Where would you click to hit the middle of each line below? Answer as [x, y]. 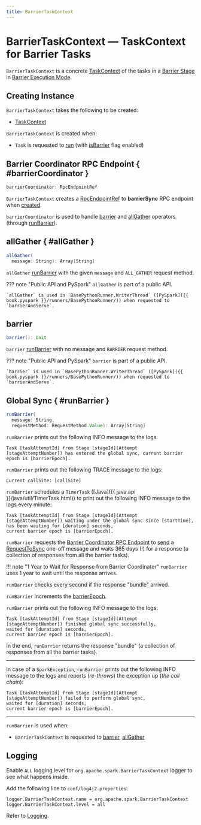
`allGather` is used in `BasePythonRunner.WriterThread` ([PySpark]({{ [97, 295]
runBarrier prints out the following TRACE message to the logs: [84, 469]
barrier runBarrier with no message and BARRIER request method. [87, 349]
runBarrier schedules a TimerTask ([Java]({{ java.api [71, 491]
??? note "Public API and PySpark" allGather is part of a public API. [89, 284]
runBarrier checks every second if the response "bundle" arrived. [88, 584]
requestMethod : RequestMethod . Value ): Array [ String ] [79, 425]
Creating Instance [40, 96]
